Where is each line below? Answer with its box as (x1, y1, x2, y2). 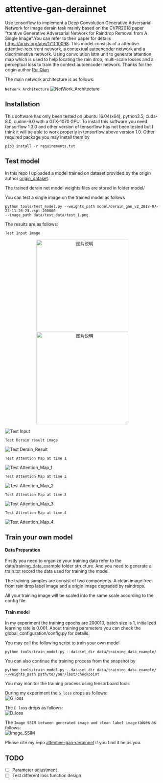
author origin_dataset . (5, 175, 49, 181)
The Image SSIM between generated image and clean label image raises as (5, 720, 156, 725)
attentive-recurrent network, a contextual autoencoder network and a (5, 46, 145, 52)
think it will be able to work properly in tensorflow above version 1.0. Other (5, 129, 155, 135)
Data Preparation (5, 547, 41, 553)
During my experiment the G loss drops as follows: (5, 690, 108, 696)
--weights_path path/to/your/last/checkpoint (5, 672, 99, 677)
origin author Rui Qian (5, 66, 49, 72)
